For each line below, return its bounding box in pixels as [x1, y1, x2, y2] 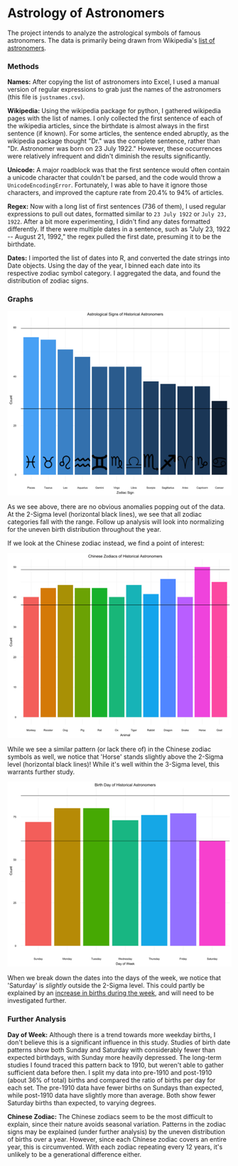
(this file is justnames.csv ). [7, 93, 85, 101]
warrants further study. [7, 767, 75, 777]
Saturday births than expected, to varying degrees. [7, 1098, 156, 1107]
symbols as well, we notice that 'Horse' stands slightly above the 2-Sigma [7, 752, 224, 761]
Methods [7, 61, 39, 71]
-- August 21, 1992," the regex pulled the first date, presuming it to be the [7, 233, 222, 241]
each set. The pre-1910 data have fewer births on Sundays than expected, [7, 1083, 224, 1092]
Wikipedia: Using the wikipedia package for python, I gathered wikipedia [7, 107, 222, 115]
